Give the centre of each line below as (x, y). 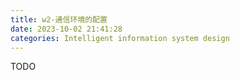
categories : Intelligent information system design (120, 38)
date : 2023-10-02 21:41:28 (66, 29)
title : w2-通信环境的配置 (59, 19)
